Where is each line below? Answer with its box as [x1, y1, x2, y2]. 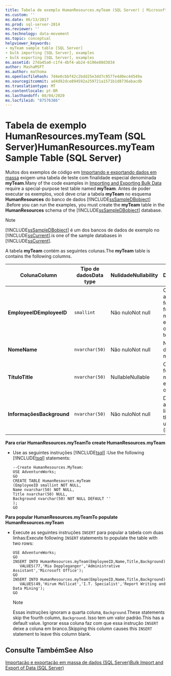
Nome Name [8, 346, 37, 353]
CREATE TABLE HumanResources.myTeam [12, 478, 91, 483]
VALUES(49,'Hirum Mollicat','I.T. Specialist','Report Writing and [19, 581, 166, 587]
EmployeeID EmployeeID [8, 309, 67, 316]
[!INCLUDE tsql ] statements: [12, 455, 71, 461]
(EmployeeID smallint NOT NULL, [12, 483, 81, 488]
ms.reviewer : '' [5, 27, 40, 32]
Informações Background [8, 411, 70, 418]
